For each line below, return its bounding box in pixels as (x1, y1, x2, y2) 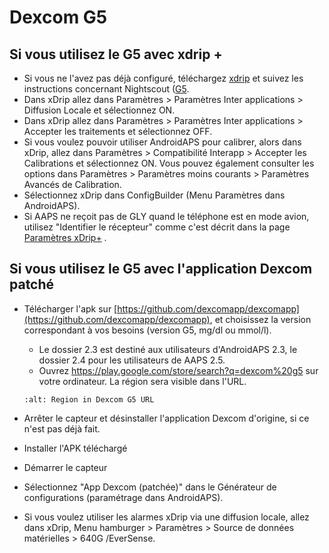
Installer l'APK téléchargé (23, 442, 128, 454)
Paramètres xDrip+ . (23, 232, 107, 243)
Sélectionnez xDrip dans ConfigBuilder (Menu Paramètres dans (23, 189, 286, 201)
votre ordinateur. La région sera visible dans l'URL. (38, 375, 247, 387)
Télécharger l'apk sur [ (23, 302, 118, 315)
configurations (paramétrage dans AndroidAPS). (23, 491, 224, 503)
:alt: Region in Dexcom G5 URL (23, 394, 155, 405)
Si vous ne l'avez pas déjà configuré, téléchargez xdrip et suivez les (23, 72, 304, 84)
